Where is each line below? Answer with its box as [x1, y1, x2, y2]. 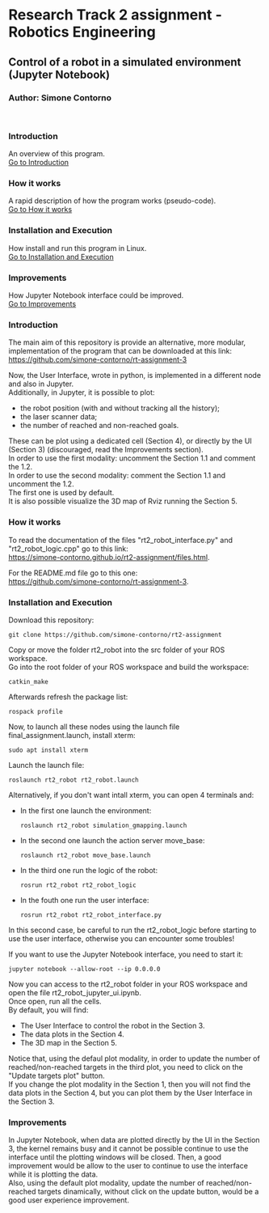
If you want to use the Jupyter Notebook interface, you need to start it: [8, 949, 244, 959]
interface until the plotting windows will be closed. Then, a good [8, 1152, 222, 1162]
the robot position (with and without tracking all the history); [19, 403, 220, 414]
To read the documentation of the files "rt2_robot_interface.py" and [8, 535, 233, 545]
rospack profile [8, 707, 63, 715]
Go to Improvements [8, 299, 77, 309]
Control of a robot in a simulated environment [8, 55, 242, 69]
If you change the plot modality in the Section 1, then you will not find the [8, 1079, 251, 1089]
